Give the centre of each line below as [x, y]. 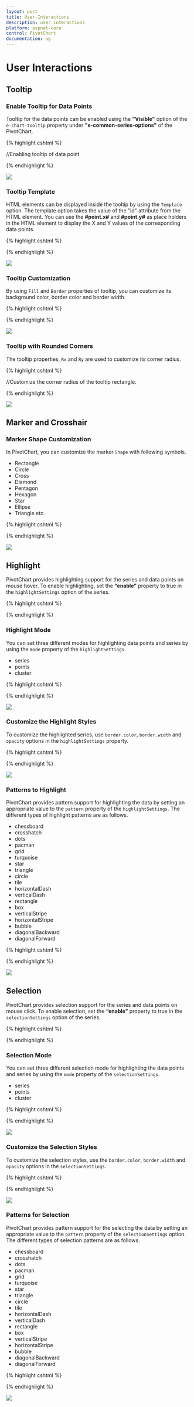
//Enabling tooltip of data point [43, 154]
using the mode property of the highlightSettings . [66, 649]
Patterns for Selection [38, 1215]
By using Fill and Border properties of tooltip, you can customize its [89, 291]
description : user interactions [45, 22]
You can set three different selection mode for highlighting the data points [95, 1068]
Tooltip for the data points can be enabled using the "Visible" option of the [97, 119]
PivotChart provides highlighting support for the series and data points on [95, 580]
